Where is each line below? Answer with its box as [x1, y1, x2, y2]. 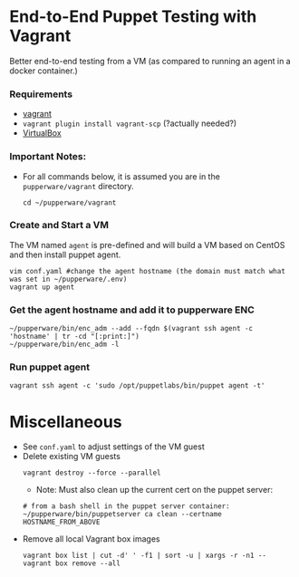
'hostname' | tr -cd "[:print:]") [9, 332, 140, 341]
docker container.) [9, 65, 79, 76]
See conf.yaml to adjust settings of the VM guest [22, 441, 206, 452]
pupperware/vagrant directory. [22, 180, 134, 191]
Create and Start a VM [9, 219, 110, 232]
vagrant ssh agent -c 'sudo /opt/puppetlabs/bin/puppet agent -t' [9, 381, 265, 390]
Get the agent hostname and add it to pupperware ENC [9, 303, 256, 316]
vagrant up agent [9, 283, 75, 292]
